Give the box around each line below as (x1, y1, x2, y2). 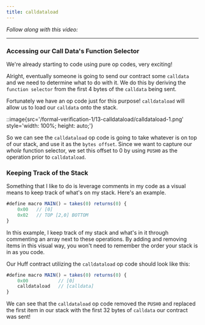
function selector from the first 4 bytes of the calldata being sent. (6, 85, 177, 92)
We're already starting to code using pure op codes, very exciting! (6, 60, 173, 68)
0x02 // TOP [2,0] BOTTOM (17, 212, 88, 218)
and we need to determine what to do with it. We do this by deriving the (6, 79, 186, 86)
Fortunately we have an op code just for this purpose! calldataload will (6, 97, 185, 104)
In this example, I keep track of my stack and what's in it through (6, 228, 169, 236)
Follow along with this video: (6, 26, 78, 33)
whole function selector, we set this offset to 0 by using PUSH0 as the (6, 147, 178, 154)
